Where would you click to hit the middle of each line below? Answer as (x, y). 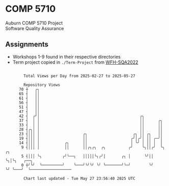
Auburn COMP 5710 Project (34, 23)
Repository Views (42, 85)
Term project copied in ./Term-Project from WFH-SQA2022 (75, 62)
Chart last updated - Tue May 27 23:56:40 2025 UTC (80, 178)
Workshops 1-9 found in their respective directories (66, 57)
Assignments (27, 45)
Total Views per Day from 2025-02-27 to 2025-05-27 (80, 76)
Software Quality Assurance (35, 28)
